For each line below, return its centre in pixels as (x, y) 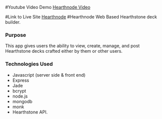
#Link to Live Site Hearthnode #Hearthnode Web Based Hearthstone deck (81, 17)
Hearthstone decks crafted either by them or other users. (64, 51)
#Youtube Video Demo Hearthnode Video (48, 7)
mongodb (22, 101)
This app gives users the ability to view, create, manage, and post (73, 46)
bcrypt (19, 91)
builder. (13, 22)
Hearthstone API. (30, 112)
